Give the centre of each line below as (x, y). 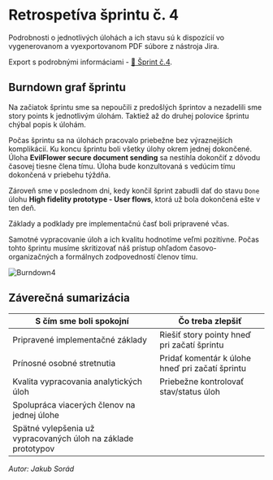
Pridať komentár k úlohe (206, 358)
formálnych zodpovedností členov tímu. (132, 256)
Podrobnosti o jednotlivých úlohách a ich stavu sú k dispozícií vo (117, 37)
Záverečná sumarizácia (69, 298)
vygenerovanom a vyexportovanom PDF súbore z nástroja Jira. (114, 46)
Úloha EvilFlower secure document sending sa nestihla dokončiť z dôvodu (134, 157)
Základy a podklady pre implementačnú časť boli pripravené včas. (119, 223)
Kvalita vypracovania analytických (77, 382)
